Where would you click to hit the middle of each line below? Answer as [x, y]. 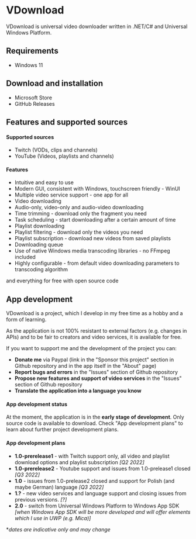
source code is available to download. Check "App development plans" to [94, 423]
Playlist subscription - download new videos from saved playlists [93, 239]
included [25, 257]
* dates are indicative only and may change [59, 529]
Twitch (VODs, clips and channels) [56, 150]
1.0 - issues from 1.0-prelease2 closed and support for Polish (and [94, 481]
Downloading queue [39, 245]
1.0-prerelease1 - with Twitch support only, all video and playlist [92, 456]
